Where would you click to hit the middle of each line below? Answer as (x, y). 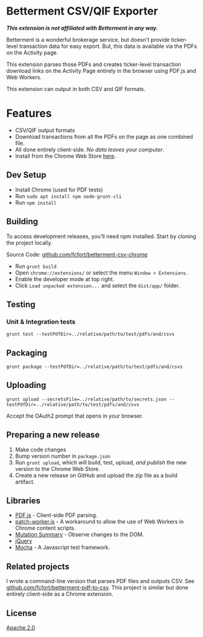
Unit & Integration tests (41, 321)
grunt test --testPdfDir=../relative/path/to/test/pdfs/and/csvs (90, 335)
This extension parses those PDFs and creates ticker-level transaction (94, 64)
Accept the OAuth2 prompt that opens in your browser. (75, 416)
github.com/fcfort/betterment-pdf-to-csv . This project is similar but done (98, 588)
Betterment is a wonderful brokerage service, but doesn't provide (88, 39)
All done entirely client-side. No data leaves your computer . (90, 149)
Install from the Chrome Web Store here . (65, 156)
